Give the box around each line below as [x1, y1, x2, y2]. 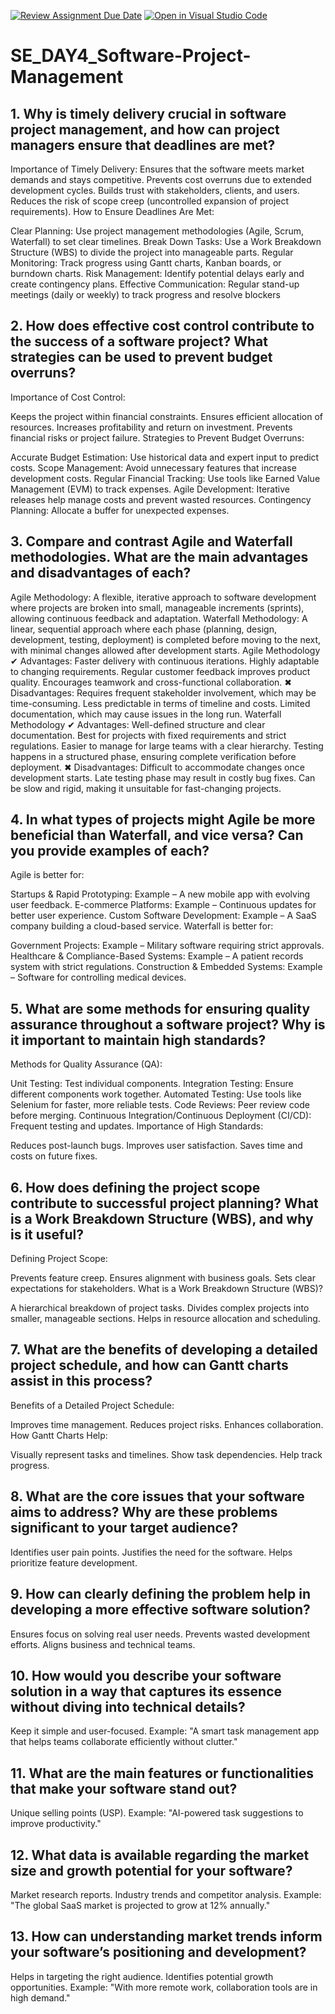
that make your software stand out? [10, 1780, 238, 1797]
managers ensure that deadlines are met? [10, 136, 276, 154]
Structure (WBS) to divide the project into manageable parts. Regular [10, 246, 294, 258]
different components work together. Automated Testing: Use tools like [10, 1088, 302, 1100]
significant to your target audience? [10, 1520, 239, 1537]
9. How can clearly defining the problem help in [10, 1586, 311, 1603]
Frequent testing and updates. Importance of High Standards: [10, 1120, 264, 1132]
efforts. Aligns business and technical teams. [10, 1638, 196, 1650]
